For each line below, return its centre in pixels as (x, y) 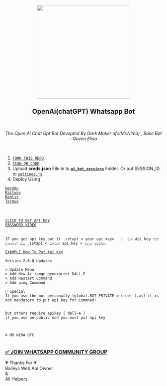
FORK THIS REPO (28, 158)
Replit (12, 197)
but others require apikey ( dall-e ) (45, 313)
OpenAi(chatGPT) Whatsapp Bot (83, 111)
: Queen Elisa (83, 138)
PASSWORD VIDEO (21, 225)
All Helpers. (17, 379)
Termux (12, 201)
